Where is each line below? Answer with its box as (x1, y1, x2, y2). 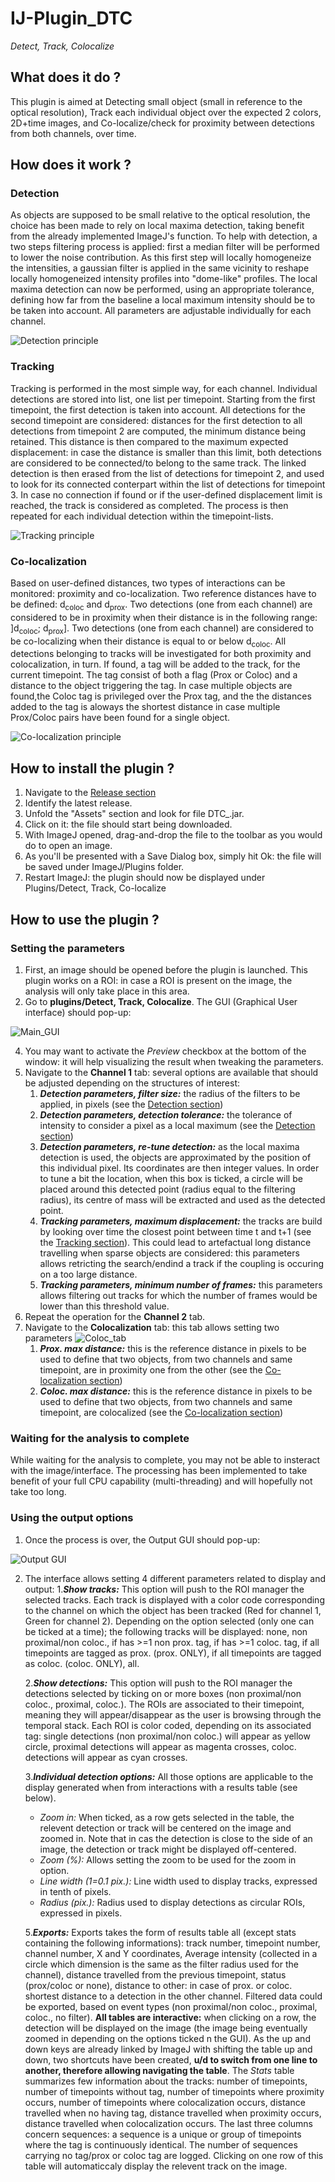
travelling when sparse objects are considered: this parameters (39, 1247, 300, 1259)
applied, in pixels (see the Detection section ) (39, 1098, 224, 1110)
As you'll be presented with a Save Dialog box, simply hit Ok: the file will (24, 850, 322, 862)
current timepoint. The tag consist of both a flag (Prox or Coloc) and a (10, 669, 298, 681)
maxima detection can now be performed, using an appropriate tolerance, (10, 283, 315, 296)
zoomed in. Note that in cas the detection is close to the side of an (39, 1832, 313, 1844)
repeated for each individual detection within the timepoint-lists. (10, 510, 274, 522)
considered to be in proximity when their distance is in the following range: (10, 611, 318, 623)
